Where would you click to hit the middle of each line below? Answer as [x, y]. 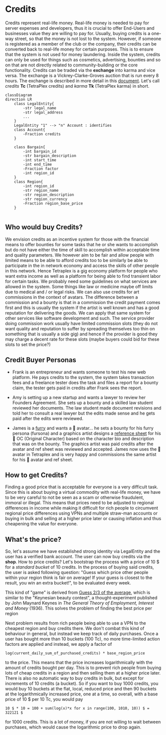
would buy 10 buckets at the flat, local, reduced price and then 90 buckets [81, 689]
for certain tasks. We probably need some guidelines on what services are [81, 281]
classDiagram [19, 95]
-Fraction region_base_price [53, 203]
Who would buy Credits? [44, 227]
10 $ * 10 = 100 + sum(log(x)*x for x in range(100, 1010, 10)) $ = [77, 709]
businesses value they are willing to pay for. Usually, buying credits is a [78, 33]
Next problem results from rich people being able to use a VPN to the [76, 623]
